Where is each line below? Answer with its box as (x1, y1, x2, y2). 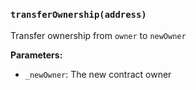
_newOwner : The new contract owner (24, 68, 172, 80)
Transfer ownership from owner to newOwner (10, 29, 187, 41)
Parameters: (10, 49, 63, 61)
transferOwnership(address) (10, 9, 147, 21)
